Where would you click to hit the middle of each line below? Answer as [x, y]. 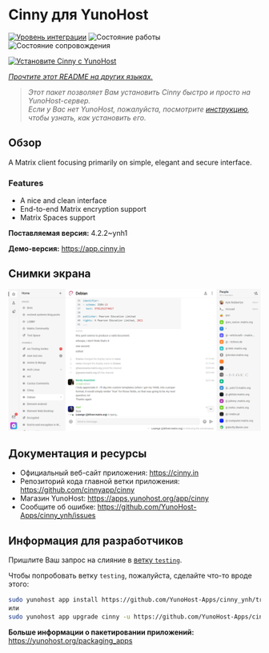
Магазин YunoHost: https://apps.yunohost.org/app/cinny [114, 498]
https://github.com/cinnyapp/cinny [77, 490]
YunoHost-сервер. [59, 100]
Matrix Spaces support [58, 217]
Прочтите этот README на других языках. [81, 76]
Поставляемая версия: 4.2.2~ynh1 [68, 233]
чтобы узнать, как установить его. [87, 117]
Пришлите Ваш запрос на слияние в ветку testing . [95, 560]
